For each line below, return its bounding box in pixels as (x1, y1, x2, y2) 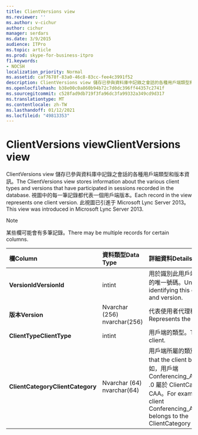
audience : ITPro (6, 42, 46, 48)
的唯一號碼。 (148, 278, 184, 287)
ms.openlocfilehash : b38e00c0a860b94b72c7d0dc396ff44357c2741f (6, 85, 165, 91)
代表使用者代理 (148, 307, 190, 316)
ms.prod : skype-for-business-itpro (6, 52, 94, 58)
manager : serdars (6, 31, 49, 36)
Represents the (148, 315, 191, 323)
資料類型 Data (102, 251, 140, 259)
